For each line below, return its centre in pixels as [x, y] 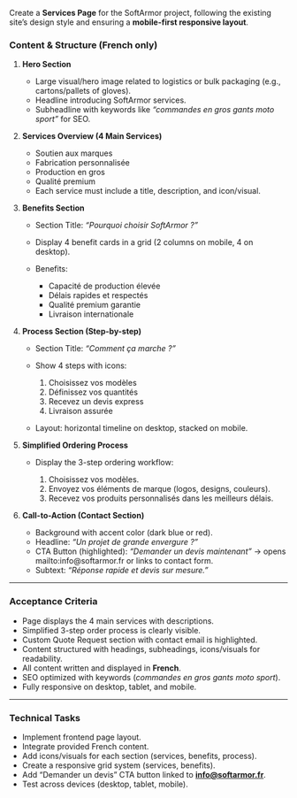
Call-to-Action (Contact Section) [83, 516]
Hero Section [46, 65]
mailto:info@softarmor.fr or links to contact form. [124, 561]
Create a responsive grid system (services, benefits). [118, 765]
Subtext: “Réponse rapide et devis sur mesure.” [122, 571]
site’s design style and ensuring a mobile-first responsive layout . [129, 22]
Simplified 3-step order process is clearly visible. [111, 630]
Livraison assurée [80, 411]
